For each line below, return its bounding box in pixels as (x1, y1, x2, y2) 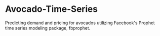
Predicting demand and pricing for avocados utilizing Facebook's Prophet (5, 20, 155, 26)
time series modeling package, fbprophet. (5, 25, 90, 31)
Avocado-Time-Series (5, 3, 98, 15)
